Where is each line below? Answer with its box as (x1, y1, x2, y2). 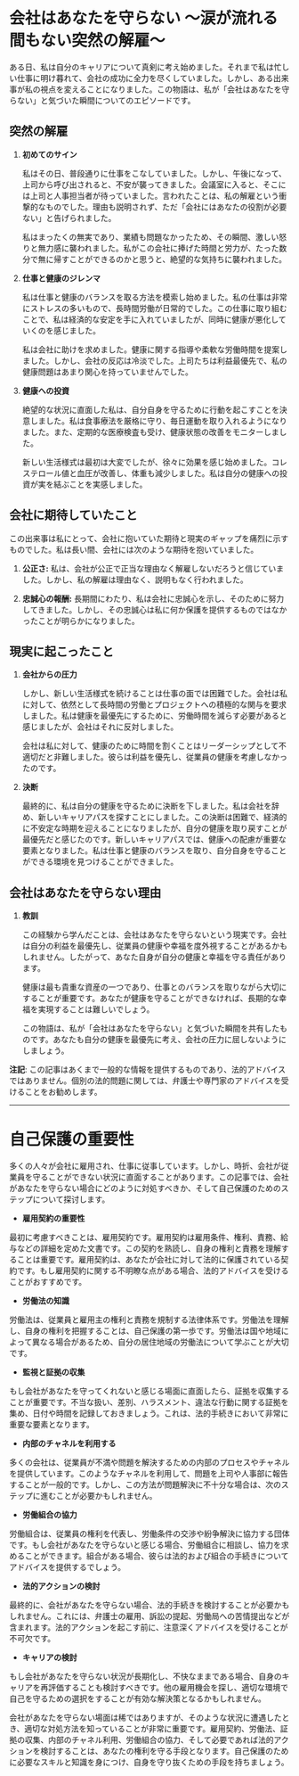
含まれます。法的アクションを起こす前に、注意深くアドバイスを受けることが (9, 1622, 288, 1632)
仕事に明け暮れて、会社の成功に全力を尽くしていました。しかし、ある (16, 72, 274, 83)
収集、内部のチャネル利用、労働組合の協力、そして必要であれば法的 (24, 1735, 274, 1746)
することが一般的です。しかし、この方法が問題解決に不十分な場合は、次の (9, 1479, 282, 1490)
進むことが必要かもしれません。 (39, 1491, 158, 1501)
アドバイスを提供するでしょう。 (9, 1562, 126, 1573)
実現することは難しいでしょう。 (37, 1004, 155, 1015)
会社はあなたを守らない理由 (9, 884, 162, 900)
